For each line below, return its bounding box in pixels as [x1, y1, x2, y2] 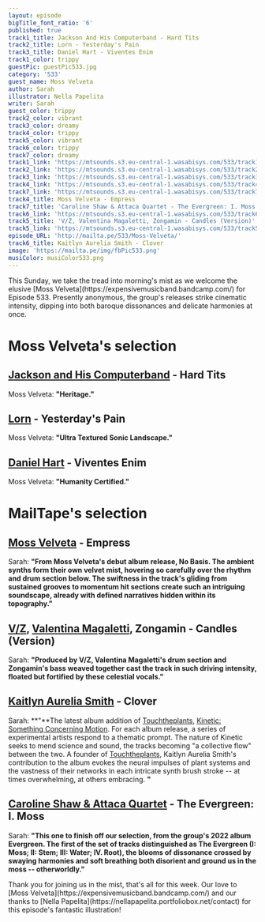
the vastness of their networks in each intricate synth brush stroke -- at [8, 766, 241, 775]
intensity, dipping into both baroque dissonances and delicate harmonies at [8, 301, 253, 310]
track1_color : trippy [8, 56, 80, 64]
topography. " [8, 599, 53, 608]
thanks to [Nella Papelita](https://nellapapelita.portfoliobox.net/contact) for [8, 896, 252, 905]
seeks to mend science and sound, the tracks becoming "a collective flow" [8, 740, 252, 751]
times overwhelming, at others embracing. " [8, 774, 151, 784]
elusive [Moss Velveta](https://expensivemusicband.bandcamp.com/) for [8, 284, 246, 293]
